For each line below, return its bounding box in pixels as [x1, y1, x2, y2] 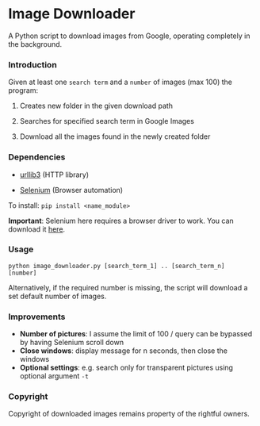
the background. [8, 39, 63, 48]
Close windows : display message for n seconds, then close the [19, 346, 228, 355]
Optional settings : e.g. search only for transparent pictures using [19, 363, 234, 373]
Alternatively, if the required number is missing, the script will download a [8, 282, 248, 292]
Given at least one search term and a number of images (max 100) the [8, 77, 232, 87]
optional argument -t [19, 371, 89, 381]
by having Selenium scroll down [19, 338, 124, 347]
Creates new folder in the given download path [19, 101, 173, 111]
